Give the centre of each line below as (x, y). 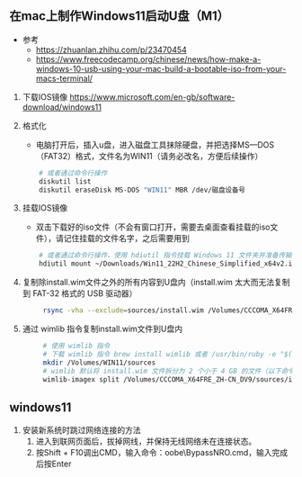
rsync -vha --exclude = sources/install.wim (124, 310)
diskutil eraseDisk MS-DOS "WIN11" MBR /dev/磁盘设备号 (142, 190)
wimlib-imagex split (81, 379)
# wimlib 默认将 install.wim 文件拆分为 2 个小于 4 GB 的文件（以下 (162, 371)
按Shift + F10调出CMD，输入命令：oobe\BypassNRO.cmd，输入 (154, 453)
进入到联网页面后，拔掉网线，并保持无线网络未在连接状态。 (146, 441)
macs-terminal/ (64, 78)
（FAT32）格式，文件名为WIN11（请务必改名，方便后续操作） (149, 156)
